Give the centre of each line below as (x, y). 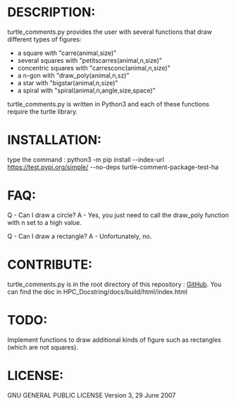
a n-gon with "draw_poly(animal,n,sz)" (73, 75)
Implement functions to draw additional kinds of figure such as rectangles (114, 340)
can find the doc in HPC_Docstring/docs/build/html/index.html (98, 291)
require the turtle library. (43, 111)
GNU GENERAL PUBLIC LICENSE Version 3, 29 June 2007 (92, 395)
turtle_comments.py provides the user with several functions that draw (110, 32)
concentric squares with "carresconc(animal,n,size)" (94, 68)
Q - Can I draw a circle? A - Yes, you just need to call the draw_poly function (118, 215)
